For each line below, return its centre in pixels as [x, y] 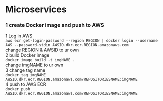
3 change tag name [25, 70]
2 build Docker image [27, 55]
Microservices [36, 9]
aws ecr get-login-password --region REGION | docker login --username [81, 41]
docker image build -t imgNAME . [40, 60]
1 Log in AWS [19, 36]
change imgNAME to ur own [34, 65]
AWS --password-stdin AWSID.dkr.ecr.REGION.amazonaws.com [67, 45]
